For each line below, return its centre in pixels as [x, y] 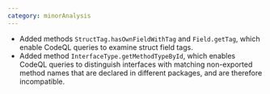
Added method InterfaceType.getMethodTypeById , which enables [127, 55]
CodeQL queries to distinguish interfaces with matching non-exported [136, 64]
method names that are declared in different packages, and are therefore [141, 72]
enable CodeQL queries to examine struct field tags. [106, 47]
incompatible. [42, 81]
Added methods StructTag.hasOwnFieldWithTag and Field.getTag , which [139, 39]
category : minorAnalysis [49, 16]
